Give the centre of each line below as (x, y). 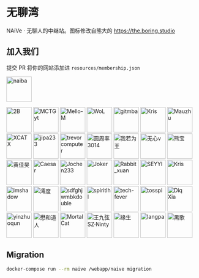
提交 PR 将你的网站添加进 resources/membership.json (73, 67)
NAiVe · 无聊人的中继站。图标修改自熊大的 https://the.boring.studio (91, 31)
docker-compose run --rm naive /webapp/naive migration (79, 269)
